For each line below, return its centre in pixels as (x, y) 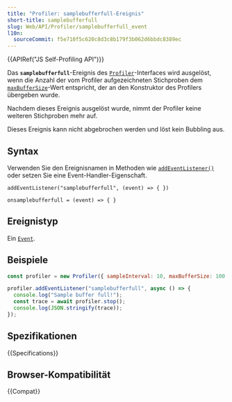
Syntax (23, 151)
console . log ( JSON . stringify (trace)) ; (68, 308)
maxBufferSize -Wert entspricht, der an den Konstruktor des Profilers (105, 88)
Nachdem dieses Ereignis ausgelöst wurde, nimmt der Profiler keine (104, 108)
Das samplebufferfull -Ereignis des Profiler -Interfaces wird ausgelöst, (109, 73)
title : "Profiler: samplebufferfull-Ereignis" (76, 14)
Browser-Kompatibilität (59, 375)
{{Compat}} (24, 392)
